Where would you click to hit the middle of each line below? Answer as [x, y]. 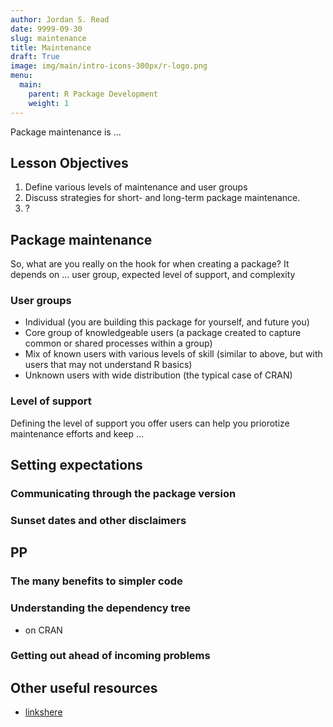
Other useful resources [84, 687]
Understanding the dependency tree [101, 608]
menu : [21, 76]
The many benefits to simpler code [96, 581]
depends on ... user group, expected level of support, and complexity [153, 275]
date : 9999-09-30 [46, 29]
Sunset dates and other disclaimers [98, 520]
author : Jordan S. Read [60, 19]
